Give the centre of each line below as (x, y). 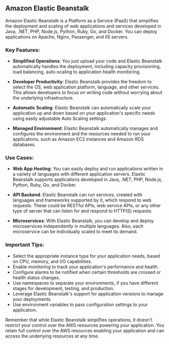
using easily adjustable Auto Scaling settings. (60, 118)
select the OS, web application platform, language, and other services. (86, 87)
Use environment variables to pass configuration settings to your (80, 304)
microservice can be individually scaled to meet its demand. (75, 232)
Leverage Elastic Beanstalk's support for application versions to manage (88, 294)
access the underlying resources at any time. (52, 336)
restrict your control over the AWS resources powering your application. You (85, 325)
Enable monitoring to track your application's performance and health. (86, 267)
